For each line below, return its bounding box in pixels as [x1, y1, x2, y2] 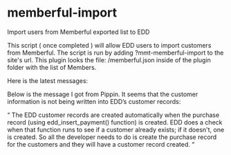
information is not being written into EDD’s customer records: [7, 97, 181, 105]
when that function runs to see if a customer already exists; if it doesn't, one [7, 125, 225, 134]
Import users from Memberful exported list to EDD [7, 28, 150, 36]
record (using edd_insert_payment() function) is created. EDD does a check [7, 118, 223, 126]
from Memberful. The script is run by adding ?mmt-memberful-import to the [7, 48, 224, 57]
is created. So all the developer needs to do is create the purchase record [7, 133, 217, 141]
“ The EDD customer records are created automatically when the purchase [7, 111, 220, 119]
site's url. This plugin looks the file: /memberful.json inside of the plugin [7, 55, 211, 64]
